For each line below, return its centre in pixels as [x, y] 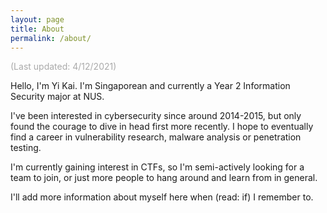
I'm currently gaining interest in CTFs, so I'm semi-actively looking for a [157, 167]
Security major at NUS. [57, 97]
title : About [37, 29]
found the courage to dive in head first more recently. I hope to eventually [162, 127]
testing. [26, 148]
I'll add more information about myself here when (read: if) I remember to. [162, 197]
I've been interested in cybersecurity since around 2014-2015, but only [156, 116]
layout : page [37, 19]
